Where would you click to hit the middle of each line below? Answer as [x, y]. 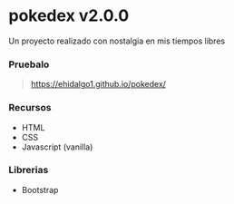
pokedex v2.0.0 [69, 16]
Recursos [30, 108]
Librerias [29, 170]
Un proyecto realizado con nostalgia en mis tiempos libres [117, 41]
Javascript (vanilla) [57, 147]
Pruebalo [29, 64]
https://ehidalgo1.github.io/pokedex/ [98, 84]
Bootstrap [40, 189]
